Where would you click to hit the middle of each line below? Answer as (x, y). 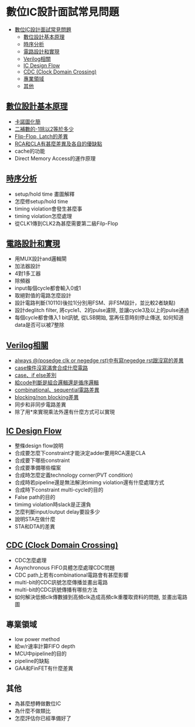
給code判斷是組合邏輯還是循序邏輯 (57, 383)
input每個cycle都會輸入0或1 (48, 288)
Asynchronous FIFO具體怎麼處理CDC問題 (65, 567)
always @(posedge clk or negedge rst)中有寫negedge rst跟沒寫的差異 (99, 361)
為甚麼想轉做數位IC (38, 703)
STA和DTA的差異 (35, 526)
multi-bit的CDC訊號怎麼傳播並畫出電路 (61, 582)
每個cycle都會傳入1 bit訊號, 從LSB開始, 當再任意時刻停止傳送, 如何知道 (99, 317)
